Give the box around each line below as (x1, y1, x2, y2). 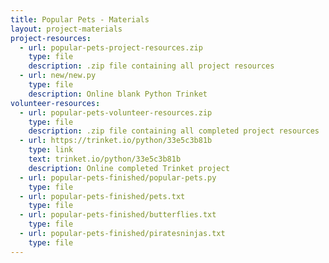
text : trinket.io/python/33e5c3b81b (28, 154, 182, 164)
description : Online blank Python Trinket (28, 89, 208, 99)
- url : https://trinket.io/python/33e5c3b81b (19, 136, 213, 146)
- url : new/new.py (19, 71, 97, 81)
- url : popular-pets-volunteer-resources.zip (19, 107, 213, 118)
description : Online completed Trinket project (28, 163, 230, 173)
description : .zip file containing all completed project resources (28, 126, 320, 136)
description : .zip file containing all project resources (28, 61, 275, 71)
